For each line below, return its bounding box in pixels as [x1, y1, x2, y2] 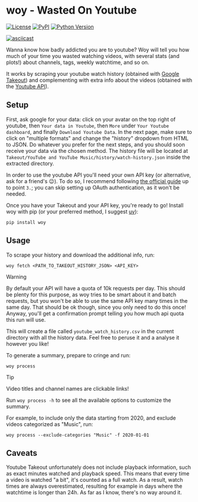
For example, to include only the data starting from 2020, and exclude [6, 414, 176, 421]
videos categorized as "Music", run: [6, 420, 93, 427]
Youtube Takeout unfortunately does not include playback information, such [6, 463, 191, 471]
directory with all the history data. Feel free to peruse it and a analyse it [6, 334, 180, 341]
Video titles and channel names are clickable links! [6, 385, 129, 392]
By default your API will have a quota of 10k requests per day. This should [6, 284, 186, 292]
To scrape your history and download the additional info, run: [6, 251, 155, 258]
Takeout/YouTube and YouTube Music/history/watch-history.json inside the [6, 154, 190, 161]
